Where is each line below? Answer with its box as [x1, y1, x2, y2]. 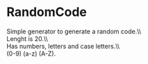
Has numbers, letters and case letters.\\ [6, 42, 120, 50]
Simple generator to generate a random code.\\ [6, 27, 142, 35]
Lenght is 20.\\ [6, 34, 48, 42]
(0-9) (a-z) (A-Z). [6, 49, 56, 58]
